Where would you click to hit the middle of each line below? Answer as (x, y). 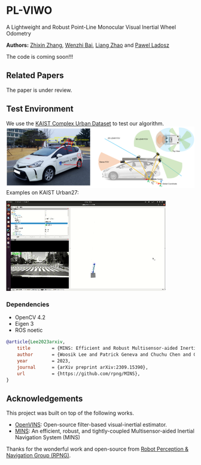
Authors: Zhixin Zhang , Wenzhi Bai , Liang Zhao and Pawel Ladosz (88, 45)
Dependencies (28, 304)
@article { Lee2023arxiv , (36, 342)
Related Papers (35, 76)
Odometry (19, 33)
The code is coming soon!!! (40, 56)
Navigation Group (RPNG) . (39, 455)
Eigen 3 (24, 324)
